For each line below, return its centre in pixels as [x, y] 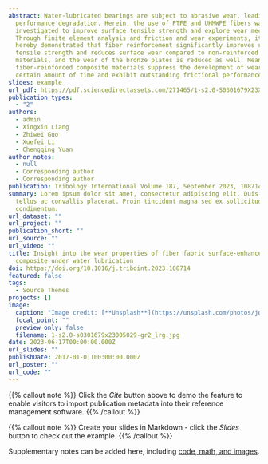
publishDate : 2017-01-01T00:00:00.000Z [75, 357]
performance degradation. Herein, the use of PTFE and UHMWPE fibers [133, 23]
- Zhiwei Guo [37, 134]
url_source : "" [33, 239]
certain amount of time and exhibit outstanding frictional [117, 75]
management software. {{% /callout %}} [75, 411]
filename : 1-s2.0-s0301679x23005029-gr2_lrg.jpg [98, 335]
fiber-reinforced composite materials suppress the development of [130, 68]
